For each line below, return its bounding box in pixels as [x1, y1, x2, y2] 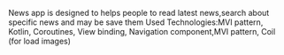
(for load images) [8, 35, 72, 46]
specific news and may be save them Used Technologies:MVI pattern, [8, 17, 264, 27]
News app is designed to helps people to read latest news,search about [8, 8, 270, 18]
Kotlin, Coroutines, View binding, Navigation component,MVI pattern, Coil [8, 27, 276, 36]
